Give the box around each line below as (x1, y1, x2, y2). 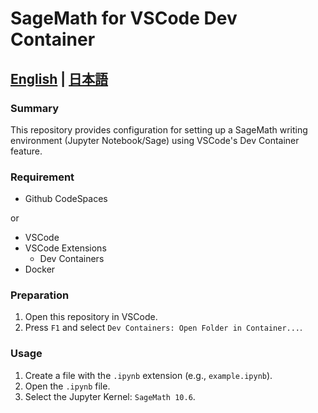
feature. (10, 145, 43, 157)
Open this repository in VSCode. (24, 311, 158, 323)
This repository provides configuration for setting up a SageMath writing (10, 123, 308, 136)
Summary (10, 101, 60, 115)
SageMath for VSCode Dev (10, 7, 238, 30)
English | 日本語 (10, 70, 109, 87)
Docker (24, 263, 56, 276)
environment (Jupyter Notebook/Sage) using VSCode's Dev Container (10, 134, 300, 146)
